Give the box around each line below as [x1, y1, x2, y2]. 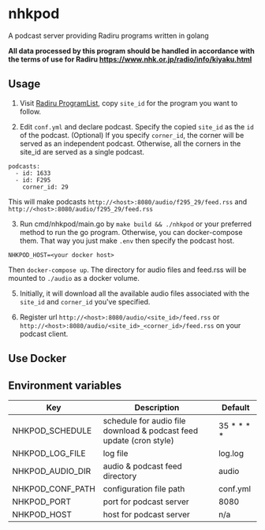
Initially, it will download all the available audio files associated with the [19, 289, 250, 298]
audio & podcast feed [103, 461, 183, 472]
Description [134, 401, 180, 412]
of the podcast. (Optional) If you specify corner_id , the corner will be [19, 130, 244, 140]
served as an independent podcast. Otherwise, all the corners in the [19, 139, 241, 148]
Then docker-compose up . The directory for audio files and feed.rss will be [8, 265, 247, 274]
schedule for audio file [103, 415, 186, 426]
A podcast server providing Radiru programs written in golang [8, 31, 209, 40]
